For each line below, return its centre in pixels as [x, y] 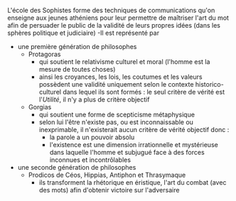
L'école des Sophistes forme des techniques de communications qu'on [111, 10]
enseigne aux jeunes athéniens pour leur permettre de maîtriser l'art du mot [118, 18]
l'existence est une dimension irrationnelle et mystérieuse [134, 145]
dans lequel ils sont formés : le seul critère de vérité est [144, 92]
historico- [209, 84]
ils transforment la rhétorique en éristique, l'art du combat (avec [133, 183]
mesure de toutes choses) [77, 69]
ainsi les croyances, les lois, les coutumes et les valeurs [120, 77]
